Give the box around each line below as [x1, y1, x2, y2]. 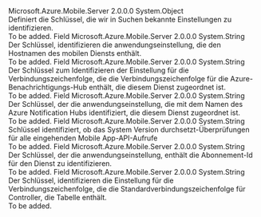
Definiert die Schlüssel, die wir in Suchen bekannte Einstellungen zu [8, 14, 232, 24]
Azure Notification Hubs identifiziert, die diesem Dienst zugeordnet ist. [8, 108, 241, 117]
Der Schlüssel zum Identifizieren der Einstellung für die [8, 65, 189, 75]
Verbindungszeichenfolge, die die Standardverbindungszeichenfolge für [8, 184, 246, 193]
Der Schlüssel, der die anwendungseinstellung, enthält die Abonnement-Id [8, 150, 253, 160]
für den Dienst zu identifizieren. [8, 159, 113, 168]
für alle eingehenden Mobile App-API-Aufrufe [8, 133, 158, 143]
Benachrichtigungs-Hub [8, 82, 88, 92]
